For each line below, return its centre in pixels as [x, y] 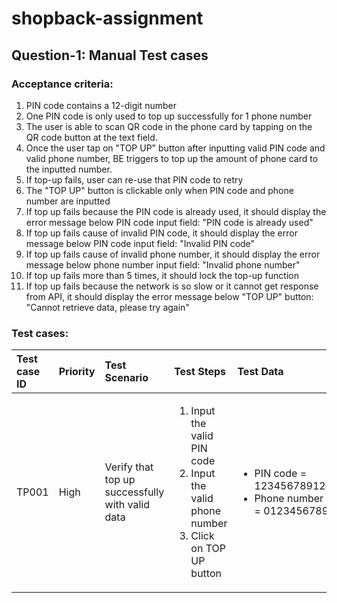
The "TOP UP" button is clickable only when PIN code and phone [159, 190]
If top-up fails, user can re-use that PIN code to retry [134, 179]
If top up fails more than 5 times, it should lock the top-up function [162, 275]
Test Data [260, 372]
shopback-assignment [107, 18]
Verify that [129, 467]
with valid [127, 505]
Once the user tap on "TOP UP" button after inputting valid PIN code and [175, 148]
